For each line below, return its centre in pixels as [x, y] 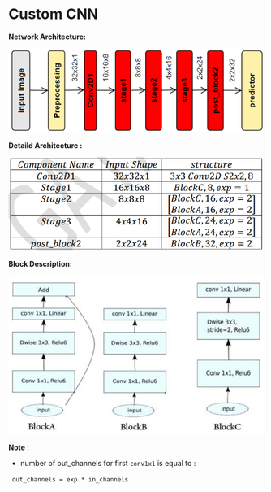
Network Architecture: [47, 37]
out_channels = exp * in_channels [70, 479]
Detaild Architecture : [45, 145]
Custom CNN [54, 14]
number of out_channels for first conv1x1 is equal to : [108, 463]
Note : [19, 447]
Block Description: [41, 264]
